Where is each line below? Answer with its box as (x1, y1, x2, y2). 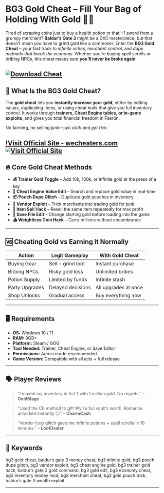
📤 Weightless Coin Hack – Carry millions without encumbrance (12, 217, 141, 223)
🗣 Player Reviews (5, 375, 61, 384)
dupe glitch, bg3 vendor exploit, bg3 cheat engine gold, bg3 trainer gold (5, 462, 150, 468)
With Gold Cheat (99, 252, 139, 259)
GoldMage (17, 396, 39, 402)
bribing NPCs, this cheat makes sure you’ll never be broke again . (5, 56, 137, 62)
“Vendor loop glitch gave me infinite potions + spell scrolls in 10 (17, 420, 145, 426)
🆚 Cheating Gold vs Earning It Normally (5, 237, 128, 246)
